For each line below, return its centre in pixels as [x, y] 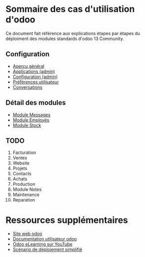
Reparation [24, 200]
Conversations [27, 87]
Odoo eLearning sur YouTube [43, 244]
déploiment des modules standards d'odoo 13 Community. [65, 39]
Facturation [24, 153]
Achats [20, 179]
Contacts [22, 174]
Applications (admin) [34, 71]
